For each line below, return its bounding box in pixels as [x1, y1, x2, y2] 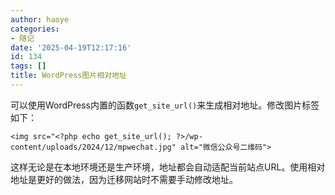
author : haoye [10, 14, 70, 25]
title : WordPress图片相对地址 [10, 71, 127, 81]
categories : [10, 24, 60, 34]
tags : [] [10, 61, 47, 71]
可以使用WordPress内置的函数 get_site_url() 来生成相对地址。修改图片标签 [10, 99, 320, 111]
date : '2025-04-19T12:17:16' [10, 42, 132, 53]
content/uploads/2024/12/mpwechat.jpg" [10, 142, 177, 152]
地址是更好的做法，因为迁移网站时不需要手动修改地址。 [10, 173, 238, 185]
